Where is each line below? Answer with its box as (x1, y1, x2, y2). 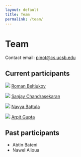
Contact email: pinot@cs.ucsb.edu (5, 54, 76, 60)
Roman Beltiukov (11, 83, 46, 89)
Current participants (5, 69, 70, 77)
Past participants (5, 128, 60, 137)
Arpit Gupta (11, 114, 35, 120)
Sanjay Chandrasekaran (11, 93, 61, 99)
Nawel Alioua (12, 147, 40, 153)
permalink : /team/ (5, 16, 43, 21)
